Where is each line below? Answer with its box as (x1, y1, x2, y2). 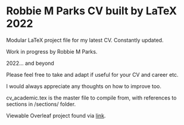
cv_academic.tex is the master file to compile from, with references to (6, 94, 177, 101)
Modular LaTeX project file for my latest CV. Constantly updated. (6, 36, 164, 43)
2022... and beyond (6, 60, 55, 67)
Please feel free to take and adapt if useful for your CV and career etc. (6, 71, 179, 78)
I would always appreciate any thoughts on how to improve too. (6, 82, 162, 90)
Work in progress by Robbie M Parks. (6, 48, 98, 55)
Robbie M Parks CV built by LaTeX (6, 4, 177, 18)
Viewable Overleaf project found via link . (6, 112, 106, 119)
